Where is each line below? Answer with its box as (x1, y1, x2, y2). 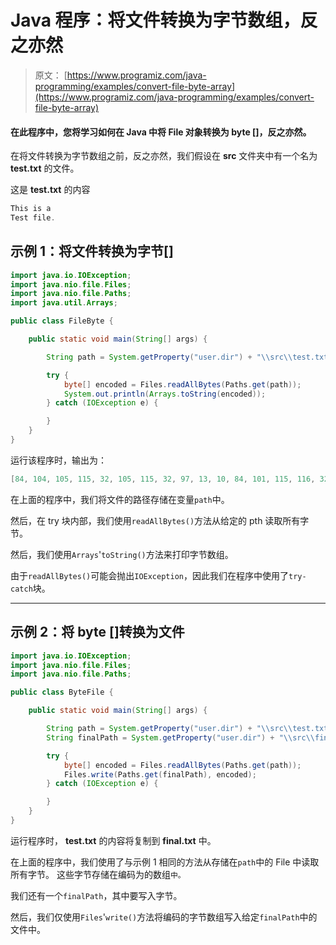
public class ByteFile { (10, 687, 114, 698)
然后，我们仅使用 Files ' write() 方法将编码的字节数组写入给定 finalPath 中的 (10, 911, 318, 923)
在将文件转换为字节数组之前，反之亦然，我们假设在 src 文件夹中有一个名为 (10, 150, 318, 162)
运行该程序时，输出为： (10, 454, 107, 466)
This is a (10, 204, 52, 214)
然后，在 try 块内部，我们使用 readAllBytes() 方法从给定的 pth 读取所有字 (10, 514, 310, 526)
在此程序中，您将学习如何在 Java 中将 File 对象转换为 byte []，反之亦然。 (10, 126, 312, 138)
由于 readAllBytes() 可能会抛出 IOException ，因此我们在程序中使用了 (10, 569, 289, 581)
